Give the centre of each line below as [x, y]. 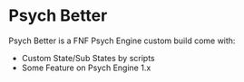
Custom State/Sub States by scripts [88, 58]
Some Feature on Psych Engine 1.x [86, 68]
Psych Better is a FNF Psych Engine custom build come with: [122, 41]
